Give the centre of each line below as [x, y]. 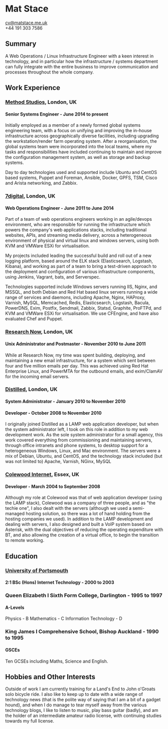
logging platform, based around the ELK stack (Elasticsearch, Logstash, [79, 261]
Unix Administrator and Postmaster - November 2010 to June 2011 [75, 344]
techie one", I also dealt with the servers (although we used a [68, 508]
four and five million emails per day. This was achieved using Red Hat [77, 366]
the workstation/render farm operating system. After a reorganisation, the [81, 141]
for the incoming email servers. [37, 376]
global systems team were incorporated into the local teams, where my [78, 147]
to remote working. [25, 540]
